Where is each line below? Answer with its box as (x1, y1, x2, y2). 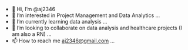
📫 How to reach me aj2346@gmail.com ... (11, 37, 115, 44)
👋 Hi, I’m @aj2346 (11, 6, 56, 12)
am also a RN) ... (11, 31, 52, 38)
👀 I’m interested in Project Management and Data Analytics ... (11, 12, 160, 19)
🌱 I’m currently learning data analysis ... (11, 18, 108, 25)
